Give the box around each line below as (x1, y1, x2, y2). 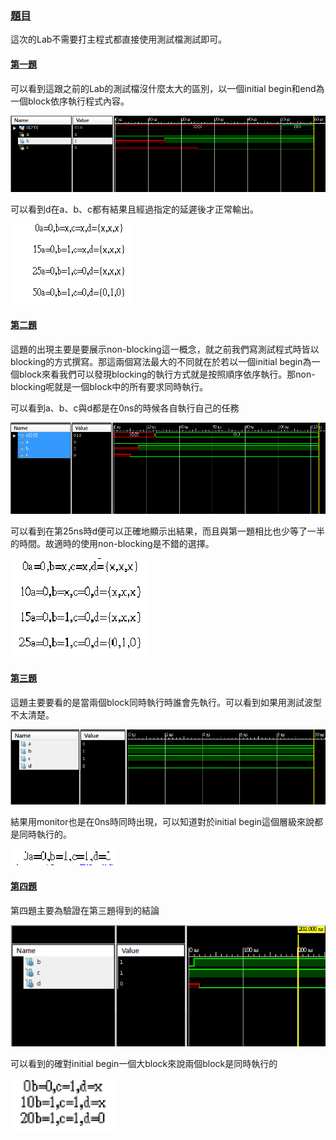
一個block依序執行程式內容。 (10, 95, 130, 107)
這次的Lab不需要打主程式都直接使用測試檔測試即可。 (10, 33, 228, 46)
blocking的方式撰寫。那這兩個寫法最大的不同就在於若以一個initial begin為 (10, 355, 312, 367)
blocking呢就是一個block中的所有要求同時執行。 (10, 380, 209, 392)
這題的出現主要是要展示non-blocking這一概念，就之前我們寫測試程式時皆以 (10, 343, 320, 355)
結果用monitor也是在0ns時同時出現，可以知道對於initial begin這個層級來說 (10, 816, 315, 828)
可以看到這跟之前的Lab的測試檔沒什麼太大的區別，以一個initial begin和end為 (10, 82, 325, 94)
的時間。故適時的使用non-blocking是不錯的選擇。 (10, 538, 215, 550)
